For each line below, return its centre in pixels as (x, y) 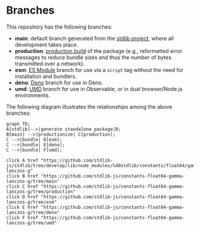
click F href (22, 218)
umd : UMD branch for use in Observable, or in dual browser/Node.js (99, 89)
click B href (22, 176)
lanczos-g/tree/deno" (33, 212)
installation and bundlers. (46, 76)
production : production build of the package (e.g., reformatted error (99, 51)
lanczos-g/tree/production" (41, 192)
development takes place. (46, 45)
